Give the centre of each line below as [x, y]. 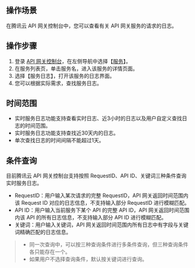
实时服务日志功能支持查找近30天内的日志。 [66, 133]
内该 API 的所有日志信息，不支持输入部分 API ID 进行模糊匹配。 [90, 218]
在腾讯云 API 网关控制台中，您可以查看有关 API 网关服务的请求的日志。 [92, 26]
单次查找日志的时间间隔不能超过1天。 [59, 140]
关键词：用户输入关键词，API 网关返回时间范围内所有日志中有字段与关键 [102, 225]
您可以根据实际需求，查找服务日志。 [58, 83]
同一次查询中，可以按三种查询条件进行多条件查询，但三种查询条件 [109, 245]
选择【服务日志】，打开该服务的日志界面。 [65, 75]
